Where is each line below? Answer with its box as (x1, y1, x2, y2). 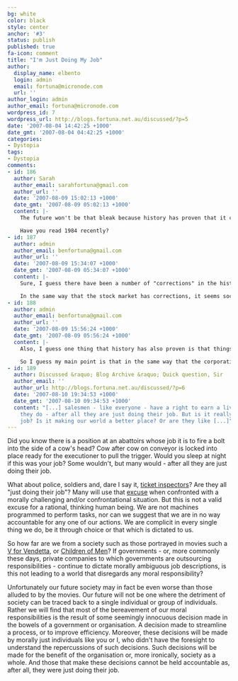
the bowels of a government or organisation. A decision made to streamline (7, 621, 227, 629)
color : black (7, 17, 46, 24)
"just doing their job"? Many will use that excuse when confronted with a (7, 488, 219, 496)
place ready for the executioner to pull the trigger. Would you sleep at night (7, 452, 227, 460)
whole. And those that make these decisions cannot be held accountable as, (7, 658, 230, 667)
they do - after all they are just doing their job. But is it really (20, 411, 233, 418)
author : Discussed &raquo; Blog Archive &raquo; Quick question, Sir (13, 371, 223, 379)
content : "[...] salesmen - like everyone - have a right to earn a (13, 404, 220, 411)
